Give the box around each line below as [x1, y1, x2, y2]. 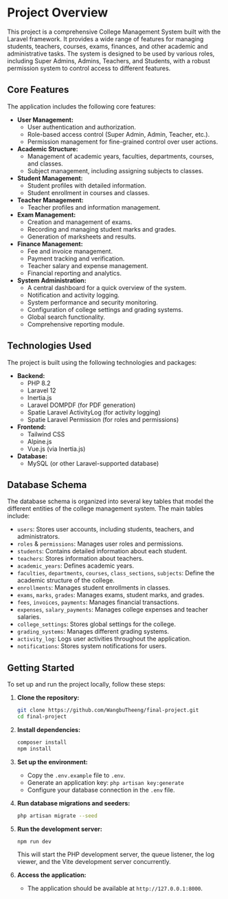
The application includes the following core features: [7, 102, 156, 111]
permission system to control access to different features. [7, 64, 171, 72]
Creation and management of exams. [27, 218, 133, 226]
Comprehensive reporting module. [27, 320, 125, 328]
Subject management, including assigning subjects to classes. [27, 166, 204, 175]
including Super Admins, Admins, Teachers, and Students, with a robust [7, 56, 211, 65]
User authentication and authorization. [27, 122, 136, 131]
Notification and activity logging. [27, 291, 120, 299]
